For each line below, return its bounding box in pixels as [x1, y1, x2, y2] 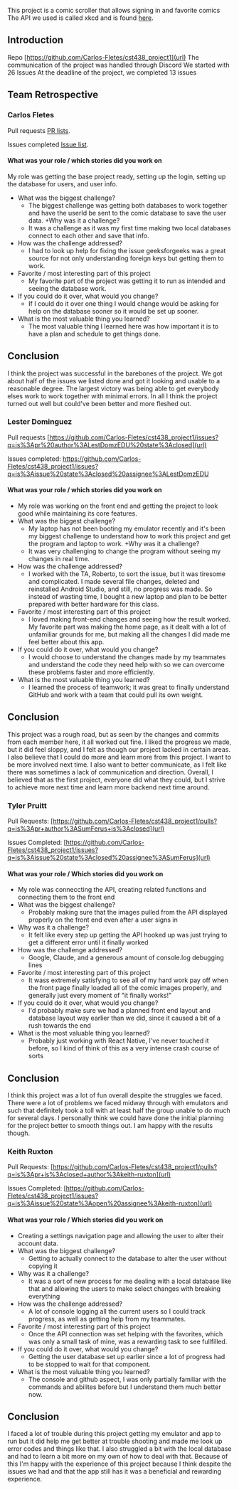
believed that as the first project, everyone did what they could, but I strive [7, 775, 225, 784]
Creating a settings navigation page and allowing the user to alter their [17, 1231, 224, 1240]
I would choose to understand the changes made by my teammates [28, 653, 226, 661]
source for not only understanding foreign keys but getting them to [28, 254, 224, 262]
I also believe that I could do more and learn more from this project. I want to [7, 752, 231, 761]
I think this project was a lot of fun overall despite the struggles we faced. [7, 1091, 223, 1100]
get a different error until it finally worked [28, 938, 149, 947]
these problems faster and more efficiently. [28, 668, 155, 676]
